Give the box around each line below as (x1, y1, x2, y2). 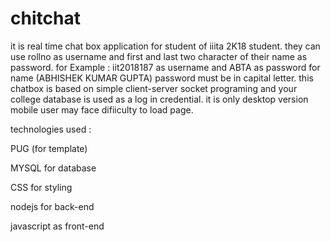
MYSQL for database (10, 162, 97, 174)
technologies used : (10, 123, 92, 135)
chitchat (10, 7, 81, 30)
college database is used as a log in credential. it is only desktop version (10, 93, 309, 105)
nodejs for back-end (10, 200, 95, 212)
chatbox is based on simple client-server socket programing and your (10, 82, 298, 94)
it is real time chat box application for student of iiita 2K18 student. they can (10, 40, 321, 52)
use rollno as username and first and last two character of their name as (10, 50, 308, 62)
